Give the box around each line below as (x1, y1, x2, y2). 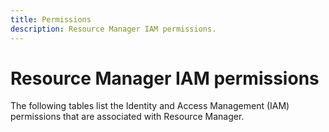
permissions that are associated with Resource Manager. (10, 111, 245, 123)
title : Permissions (10, 14, 92, 25)
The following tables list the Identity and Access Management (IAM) (10, 100, 290, 112)
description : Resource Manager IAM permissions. (10, 24, 217, 34)
